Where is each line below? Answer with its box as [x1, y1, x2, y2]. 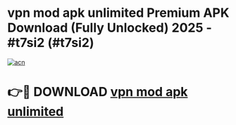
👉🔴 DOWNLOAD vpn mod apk [7, 84, 188, 100]
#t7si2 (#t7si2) [7, 35, 94, 51]
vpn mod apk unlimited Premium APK [7, 5, 230, 21]
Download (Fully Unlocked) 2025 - [7, 20, 213, 36]
